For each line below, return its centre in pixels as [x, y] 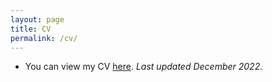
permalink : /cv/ [44, 38]
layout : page [37, 19]
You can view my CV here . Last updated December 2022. [143, 67]
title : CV [31, 29]
